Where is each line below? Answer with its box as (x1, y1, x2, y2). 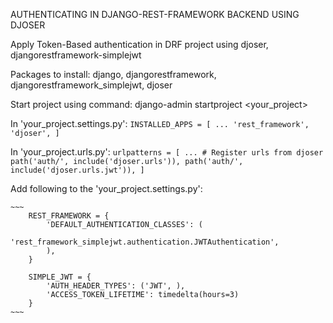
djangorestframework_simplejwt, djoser (10, 79, 173, 91)
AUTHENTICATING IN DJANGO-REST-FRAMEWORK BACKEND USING (10, 9, 300, 20)
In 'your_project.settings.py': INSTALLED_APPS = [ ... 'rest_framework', (10, 118, 310, 129)
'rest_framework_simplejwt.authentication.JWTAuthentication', (10, 237, 280, 247)
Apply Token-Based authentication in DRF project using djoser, (10, 39, 269, 50)
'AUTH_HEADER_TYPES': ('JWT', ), (46, 281, 186, 291)
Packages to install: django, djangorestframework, (10, 69, 217, 80)
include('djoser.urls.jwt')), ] (10, 165, 145, 175)
